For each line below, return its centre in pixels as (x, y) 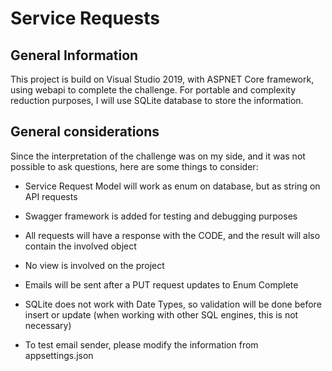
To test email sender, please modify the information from (141, 344)
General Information (74, 55)
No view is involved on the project (94, 265)
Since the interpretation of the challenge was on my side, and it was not (158, 156)
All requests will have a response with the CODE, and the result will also (172, 235)
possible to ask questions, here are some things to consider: (134, 166)
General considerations (85, 132)
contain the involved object (80, 246)
